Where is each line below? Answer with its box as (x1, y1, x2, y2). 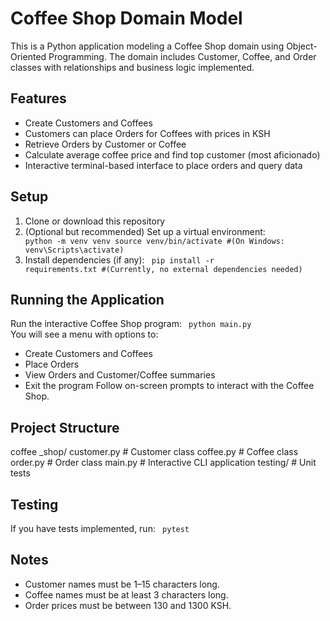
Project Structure (10, 419, 120, 436)
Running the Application (10, 291, 165, 308)
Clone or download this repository (24, 215, 166, 227)
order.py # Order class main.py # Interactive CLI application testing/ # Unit (10, 457, 317, 469)
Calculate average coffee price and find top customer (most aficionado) (24, 148, 321, 161)
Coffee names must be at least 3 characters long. (24, 588, 229, 601)
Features (10, 90, 67, 107)
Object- (286, 40, 318, 52)
